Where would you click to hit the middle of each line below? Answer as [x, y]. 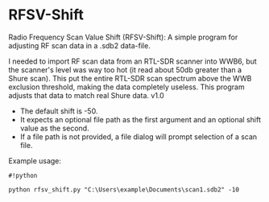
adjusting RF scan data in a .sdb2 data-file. [79, 45]
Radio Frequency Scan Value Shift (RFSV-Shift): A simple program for [123, 37]
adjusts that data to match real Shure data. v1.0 [87, 95]
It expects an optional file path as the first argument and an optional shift [141, 119]
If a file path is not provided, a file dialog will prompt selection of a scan [139, 136]
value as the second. [55, 128]
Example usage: [35, 161]
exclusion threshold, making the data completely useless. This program [126, 87]
